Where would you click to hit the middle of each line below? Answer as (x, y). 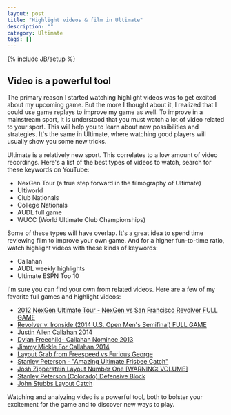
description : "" (30, 26)
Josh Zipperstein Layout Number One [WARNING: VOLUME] (102, 369)
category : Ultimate (35, 33)
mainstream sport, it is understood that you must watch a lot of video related (116, 119)
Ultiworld (30, 190)
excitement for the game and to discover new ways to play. (91, 404)
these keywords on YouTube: (48, 169)
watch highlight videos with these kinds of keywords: (83, 248)
